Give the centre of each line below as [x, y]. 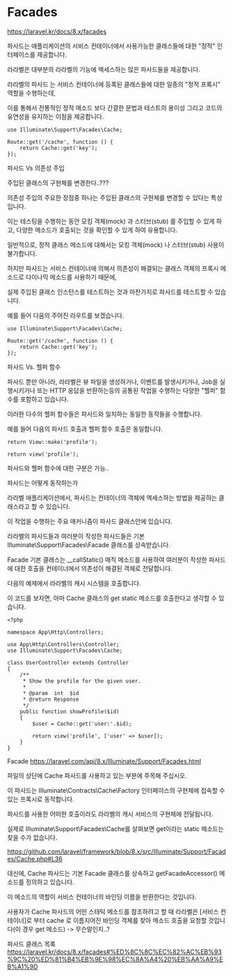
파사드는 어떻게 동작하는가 [43, 483]
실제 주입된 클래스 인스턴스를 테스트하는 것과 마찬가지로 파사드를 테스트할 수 [110, 292]
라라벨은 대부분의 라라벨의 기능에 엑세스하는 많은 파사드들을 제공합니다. [104, 69]
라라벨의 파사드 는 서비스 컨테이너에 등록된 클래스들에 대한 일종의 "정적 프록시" [114, 84]
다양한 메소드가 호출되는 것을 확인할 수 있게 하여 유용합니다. [97, 230]
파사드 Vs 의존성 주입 [36, 167]
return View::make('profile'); [53, 442]
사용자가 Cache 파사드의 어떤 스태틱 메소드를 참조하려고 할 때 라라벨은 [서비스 [113, 911]
